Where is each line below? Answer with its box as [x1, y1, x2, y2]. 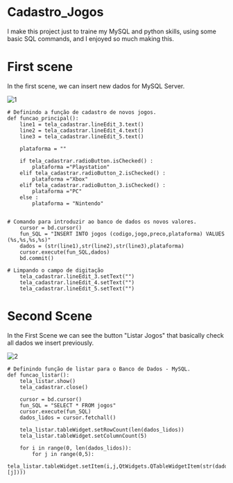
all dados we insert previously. [7, 338, 94, 347]
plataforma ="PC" [32, 188, 82, 195]
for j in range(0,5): [32, 450, 95, 457]
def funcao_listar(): [7, 371, 70, 379]
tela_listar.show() [19, 377, 76, 384]
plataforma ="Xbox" [32, 175, 89, 183]
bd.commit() [19, 254, 54, 261]
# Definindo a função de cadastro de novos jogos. [7, 108, 157, 115]
